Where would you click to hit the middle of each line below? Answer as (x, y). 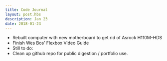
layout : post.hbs (23, 14)
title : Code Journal (27, 10)
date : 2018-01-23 (23, 24)
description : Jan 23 (27, 19)
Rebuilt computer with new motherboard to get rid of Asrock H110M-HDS (87, 38)
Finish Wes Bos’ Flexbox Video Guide (51, 43)
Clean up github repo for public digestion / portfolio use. (70, 54)
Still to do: (23, 48)
